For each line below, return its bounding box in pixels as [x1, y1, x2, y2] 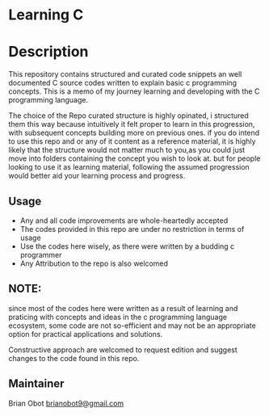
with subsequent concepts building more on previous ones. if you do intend [8, 128, 260, 138]
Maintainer [8, 377, 65, 391]
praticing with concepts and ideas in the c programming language [8, 312, 228, 321]
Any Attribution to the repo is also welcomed [19, 258, 168, 268]
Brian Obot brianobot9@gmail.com [8, 398, 124, 408]
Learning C [8, 6, 84, 24]
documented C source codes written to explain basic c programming [8, 78, 237, 88]
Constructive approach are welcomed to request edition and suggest [8, 345, 238, 355]
